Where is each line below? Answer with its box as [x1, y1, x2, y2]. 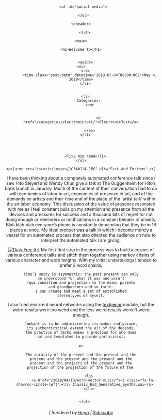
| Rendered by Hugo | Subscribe [49, 409, 113, 415]
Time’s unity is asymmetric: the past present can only [23, 272, 139, 277]
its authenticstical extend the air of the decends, [27, 326, 135, 331]
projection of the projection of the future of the [27, 365, 133, 370]
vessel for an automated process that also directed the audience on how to [6, 232, 156, 238]
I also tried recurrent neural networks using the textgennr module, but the [7, 302, 155, 308]
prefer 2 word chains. [59, 262, 103, 268]
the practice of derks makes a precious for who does [25, 330, 137, 335]
